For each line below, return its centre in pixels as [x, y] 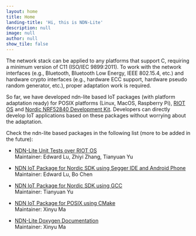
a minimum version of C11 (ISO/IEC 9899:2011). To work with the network [94, 67]
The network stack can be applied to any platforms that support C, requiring [98, 60]
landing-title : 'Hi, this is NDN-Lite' [55, 22]
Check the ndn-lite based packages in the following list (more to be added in [98, 133]
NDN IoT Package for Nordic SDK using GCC [68, 185]
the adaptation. [24, 122]
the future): [20, 139]
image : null [20, 33]
